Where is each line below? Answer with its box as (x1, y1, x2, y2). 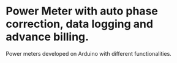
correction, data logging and (6, 17, 154, 31)
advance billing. (6, 30, 89, 44)
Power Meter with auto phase (6, 4, 159, 18)
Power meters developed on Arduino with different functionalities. (6, 50, 172, 57)
